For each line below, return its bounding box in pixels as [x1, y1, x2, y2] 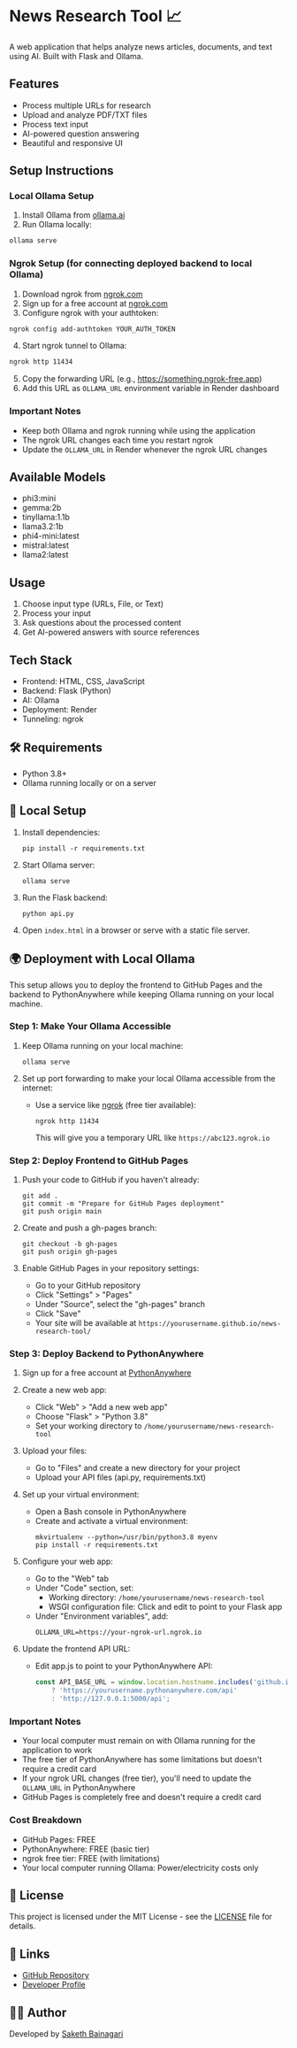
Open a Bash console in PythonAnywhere [34, 1506, 187, 1517]
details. [9, 1921, 36, 1931]
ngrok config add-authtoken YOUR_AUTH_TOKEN [9, 324, 176, 334]
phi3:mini [21, 493, 57, 504]
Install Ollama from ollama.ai [21, 210, 126, 220]
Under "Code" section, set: [34, 1582, 134, 1593]
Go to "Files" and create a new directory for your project [34, 1463, 240, 1474]
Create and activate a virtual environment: [34, 1516, 188, 1527]
